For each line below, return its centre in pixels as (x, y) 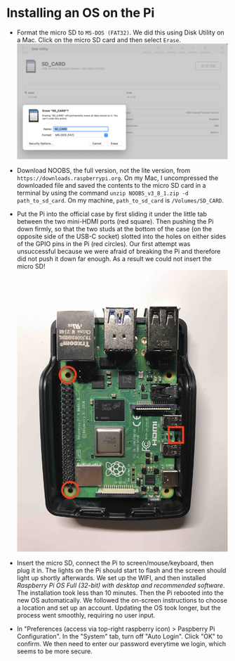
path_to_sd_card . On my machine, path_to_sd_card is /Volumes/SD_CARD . (120, 200)
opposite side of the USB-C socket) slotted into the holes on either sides (121, 236)
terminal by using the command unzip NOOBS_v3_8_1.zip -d (102, 193)
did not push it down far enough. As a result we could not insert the (114, 259)
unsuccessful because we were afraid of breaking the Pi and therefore (119, 252)
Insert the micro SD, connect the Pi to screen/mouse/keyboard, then (115, 563)
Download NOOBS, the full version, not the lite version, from (103, 171)
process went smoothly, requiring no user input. (86, 615)
